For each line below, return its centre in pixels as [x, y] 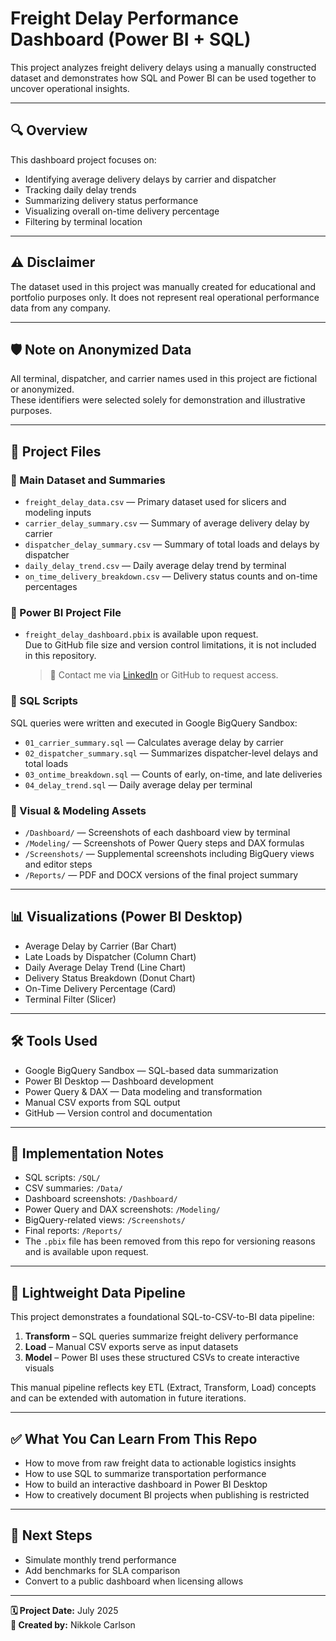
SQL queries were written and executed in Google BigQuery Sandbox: [154, 723]
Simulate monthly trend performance [100, 1559]
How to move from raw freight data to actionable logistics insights [160, 1463]
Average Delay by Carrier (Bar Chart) [100, 946]
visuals [39, 1368]
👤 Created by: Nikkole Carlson [73, 1624]
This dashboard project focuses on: [83, 159]
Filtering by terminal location [83, 221]
